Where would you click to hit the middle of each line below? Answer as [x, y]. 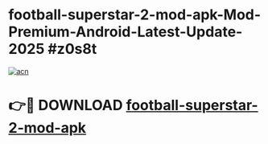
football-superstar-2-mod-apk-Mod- [135, 15]
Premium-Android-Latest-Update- [126, 32]
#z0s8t [72, 49]
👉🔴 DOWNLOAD [66, 105]
